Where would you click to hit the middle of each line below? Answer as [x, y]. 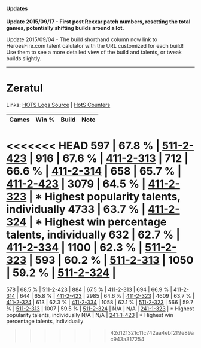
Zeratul [25, 88]
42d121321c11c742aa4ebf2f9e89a [152, 333]
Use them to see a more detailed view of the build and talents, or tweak [94, 52]
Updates [17, 8]
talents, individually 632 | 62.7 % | [93, 235]
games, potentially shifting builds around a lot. [65, 28]
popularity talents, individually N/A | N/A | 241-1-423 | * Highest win [90, 315]
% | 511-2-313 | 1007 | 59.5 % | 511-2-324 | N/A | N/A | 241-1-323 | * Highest [100, 309]
